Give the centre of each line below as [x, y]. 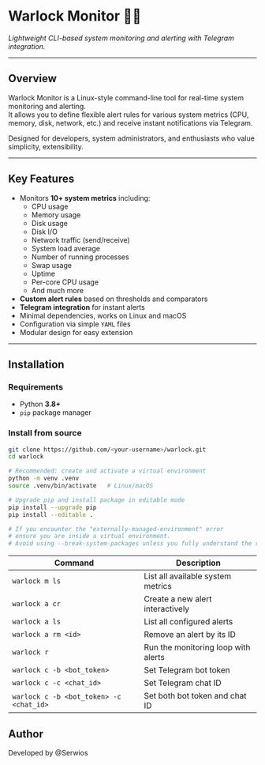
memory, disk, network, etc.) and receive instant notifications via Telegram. [131, 122]
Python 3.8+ [40, 404]
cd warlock [26, 457]
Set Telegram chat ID [183, 683]
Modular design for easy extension [76, 332]
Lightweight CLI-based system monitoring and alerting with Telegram [121, 38]
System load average [66, 248]
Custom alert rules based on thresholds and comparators [114, 299]
